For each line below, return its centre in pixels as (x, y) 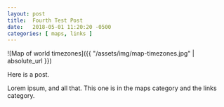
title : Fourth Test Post (45, 20)
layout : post (26, 14)
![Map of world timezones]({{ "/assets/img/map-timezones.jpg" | (101, 53)
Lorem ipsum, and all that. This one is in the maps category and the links (112, 88)
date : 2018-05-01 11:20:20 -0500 (59, 27)
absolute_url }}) (30, 61)
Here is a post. (28, 75)
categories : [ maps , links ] (50, 33)
